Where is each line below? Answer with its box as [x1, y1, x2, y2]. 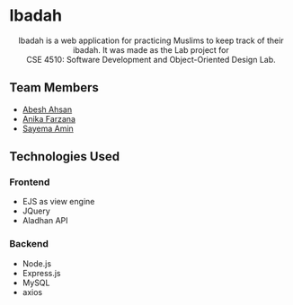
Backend [9, 238, 49, 250]
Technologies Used [9, 149, 120, 164]
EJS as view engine [22, 196, 95, 207]
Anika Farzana [22, 113, 76, 124]
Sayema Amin [22, 123, 74, 134]
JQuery [22, 205, 51, 216]
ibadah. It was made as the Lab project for [73, 44, 229, 55]
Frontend [9, 176, 50, 188]
